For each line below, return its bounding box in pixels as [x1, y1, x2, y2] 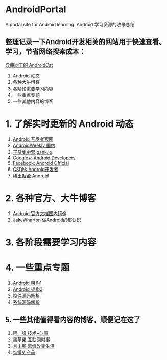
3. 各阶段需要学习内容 [5, 237, 97, 248]
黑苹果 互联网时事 [12, 336, 50, 343]
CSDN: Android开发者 [12, 166, 59, 172]
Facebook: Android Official [12, 160, 69, 166]
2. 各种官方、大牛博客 [5, 192, 97, 204]
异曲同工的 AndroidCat [5, 61, 53, 68]
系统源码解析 [12, 299, 40, 305]
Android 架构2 [12, 286, 43, 292]
